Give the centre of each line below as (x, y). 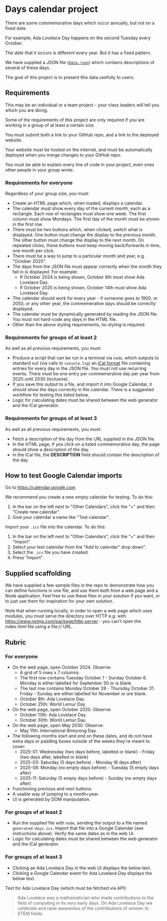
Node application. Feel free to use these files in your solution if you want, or (83, 596)
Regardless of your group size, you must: (47, 194)
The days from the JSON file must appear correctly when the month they (87, 266)
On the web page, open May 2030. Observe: (58, 725)
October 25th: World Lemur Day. (53, 704)
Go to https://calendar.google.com (40, 488)
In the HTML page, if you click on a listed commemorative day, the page (86, 444)
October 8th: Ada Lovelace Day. (52, 699)
